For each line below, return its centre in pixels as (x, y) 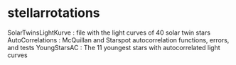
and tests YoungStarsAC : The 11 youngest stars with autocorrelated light (114, 47)
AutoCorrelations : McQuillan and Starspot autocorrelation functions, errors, (118, 40)
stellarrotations (54, 13)
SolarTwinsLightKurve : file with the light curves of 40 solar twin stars (109, 32)
